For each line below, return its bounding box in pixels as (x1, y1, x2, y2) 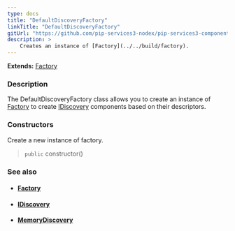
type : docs (7, 10, 39, 17)
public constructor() (24, 149, 84, 158)
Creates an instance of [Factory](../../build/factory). (20, 43, 190, 50)
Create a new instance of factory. (7, 135, 104, 144)
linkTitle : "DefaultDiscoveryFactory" (7, 23, 120, 30)
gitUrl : (7, 29, 30, 37)
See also (7, 167, 37, 177)
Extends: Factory (7, 62, 58, 70)
